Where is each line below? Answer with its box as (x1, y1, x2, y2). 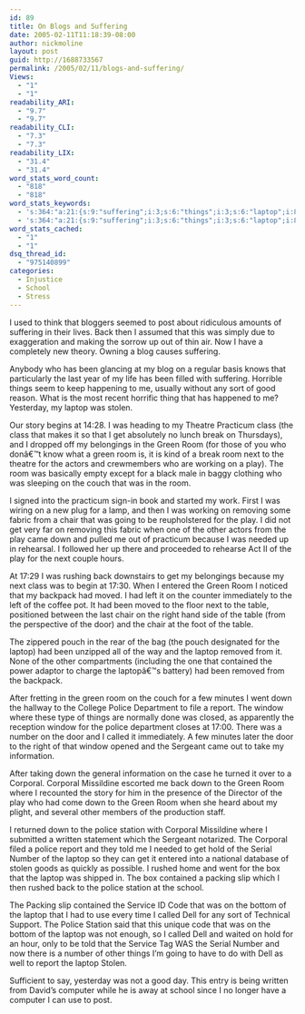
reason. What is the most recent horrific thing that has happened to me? (9, 392, 280, 403)
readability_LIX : (9, 148, 75, 157)
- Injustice (17, 275, 64, 284)
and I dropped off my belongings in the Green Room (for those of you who (9, 438, 287, 449)
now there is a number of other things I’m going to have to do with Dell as (9, 948, 284, 959)
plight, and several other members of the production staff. (9, 806, 226, 817)
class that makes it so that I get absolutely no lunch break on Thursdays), (9, 428, 283, 440)
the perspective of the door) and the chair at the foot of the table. (9, 618, 254, 629)
